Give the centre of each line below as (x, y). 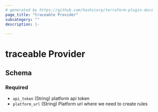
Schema (19, 73)
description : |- (22, 24)
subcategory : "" (22, 19)
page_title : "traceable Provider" (42, 15)
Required (17, 87)
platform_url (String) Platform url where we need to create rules (80, 104)
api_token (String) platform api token (51, 98)
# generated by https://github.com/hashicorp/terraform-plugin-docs (79, 10)
